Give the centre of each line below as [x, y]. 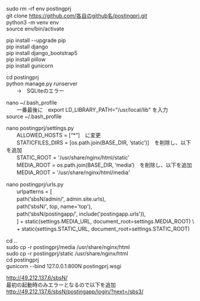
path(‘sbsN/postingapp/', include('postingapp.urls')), [81, 214]
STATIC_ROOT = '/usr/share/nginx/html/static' [73, 157]
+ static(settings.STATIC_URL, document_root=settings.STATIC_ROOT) [103, 229]
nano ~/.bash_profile [32, 103]
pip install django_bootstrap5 [42, 53]
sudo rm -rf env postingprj [39, 9]
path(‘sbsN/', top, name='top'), [54, 206]
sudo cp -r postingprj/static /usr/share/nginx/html [67, 254]
